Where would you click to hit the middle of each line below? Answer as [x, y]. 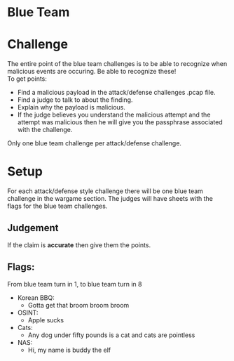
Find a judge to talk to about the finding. [75, 100]
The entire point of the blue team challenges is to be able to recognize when [117, 64]
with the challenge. [45, 130]
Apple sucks [46, 320]
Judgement [33, 228]
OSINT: [28, 313]
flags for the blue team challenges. [57, 206]
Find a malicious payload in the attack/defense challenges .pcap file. [116, 93]
